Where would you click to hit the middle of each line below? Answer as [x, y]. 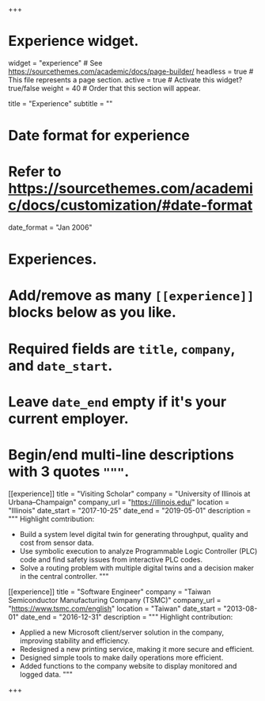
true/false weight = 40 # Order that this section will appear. [104, 88]
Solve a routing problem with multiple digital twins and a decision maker [137, 568]
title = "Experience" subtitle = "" [61, 103]
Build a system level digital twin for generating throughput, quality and [134, 534]
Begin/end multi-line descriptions [121, 455]
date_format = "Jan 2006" [50, 227]
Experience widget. [74, 41]
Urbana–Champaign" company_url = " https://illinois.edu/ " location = [119, 502]
